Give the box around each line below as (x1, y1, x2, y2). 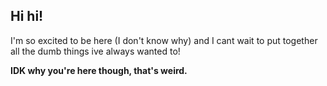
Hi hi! (10, 8, 44, 25)
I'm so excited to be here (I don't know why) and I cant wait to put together (10, 34, 318, 46)
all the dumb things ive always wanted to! (10, 45, 181, 57)
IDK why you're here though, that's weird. (10, 64, 188, 76)
